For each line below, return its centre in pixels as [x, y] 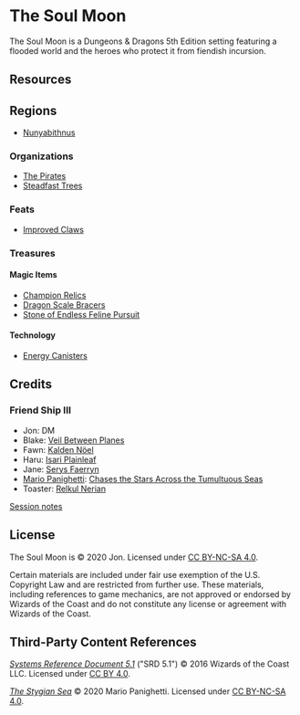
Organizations [41, 156]
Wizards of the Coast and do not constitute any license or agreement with [148, 604]
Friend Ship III [40, 410]
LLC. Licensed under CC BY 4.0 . [70, 674]
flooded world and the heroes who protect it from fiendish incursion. [138, 50]
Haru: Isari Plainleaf [59, 459]
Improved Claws [53, 229]
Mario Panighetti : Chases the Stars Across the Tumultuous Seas [143, 478]
